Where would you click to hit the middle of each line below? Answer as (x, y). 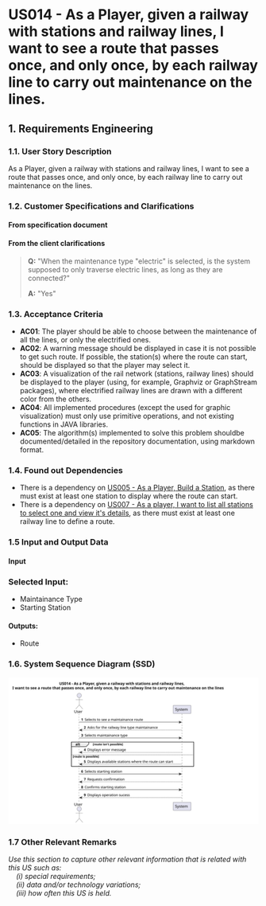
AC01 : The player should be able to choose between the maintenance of (138, 331)
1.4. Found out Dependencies (66, 470)
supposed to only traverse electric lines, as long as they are (125, 269)
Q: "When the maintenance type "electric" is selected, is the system (139, 261)
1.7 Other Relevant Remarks (63, 842)
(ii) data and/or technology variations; (78, 885)
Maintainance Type (51, 599)
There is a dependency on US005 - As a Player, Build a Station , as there (137, 488)
